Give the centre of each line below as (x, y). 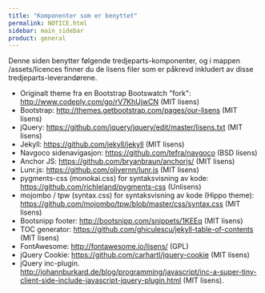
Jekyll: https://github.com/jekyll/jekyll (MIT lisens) (102, 144)
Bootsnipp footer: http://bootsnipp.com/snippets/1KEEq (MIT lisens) (131, 221)
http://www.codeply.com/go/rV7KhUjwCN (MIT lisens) (110, 102)
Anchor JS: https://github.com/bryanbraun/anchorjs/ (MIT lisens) (127, 162)
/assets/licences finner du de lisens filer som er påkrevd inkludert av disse (131, 70)
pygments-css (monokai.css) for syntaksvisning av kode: (114, 179)
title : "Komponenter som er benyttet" (73, 16)
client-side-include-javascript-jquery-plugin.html (100, 280)
